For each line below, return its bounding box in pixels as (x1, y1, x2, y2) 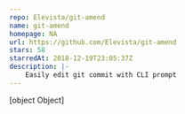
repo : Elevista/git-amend (9, 12, 105, 22)
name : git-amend (9, 21, 69, 30)
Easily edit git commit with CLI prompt (25, 71, 177, 80)
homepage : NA (9, 29, 58, 38)
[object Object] (9, 95, 65, 105)
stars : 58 (9, 46, 46, 55)
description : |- (9, 63, 69, 72)
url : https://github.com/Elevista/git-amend (9, 37, 177, 47)
